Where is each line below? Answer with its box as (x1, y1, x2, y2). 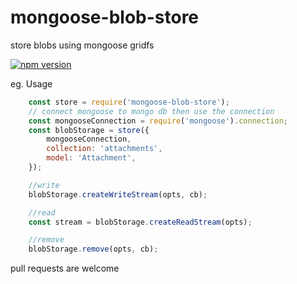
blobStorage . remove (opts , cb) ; (28, 244, 159, 255)
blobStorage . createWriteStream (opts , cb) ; (28, 189, 208, 200)
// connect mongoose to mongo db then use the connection (28, 106, 275, 116)
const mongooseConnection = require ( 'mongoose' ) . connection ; (28, 116, 288, 126)
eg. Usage (10, 77, 53, 90)
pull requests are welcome (10, 262, 120, 275)
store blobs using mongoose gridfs (10, 39, 155, 51)
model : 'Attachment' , (46, 153, 137, 163)
